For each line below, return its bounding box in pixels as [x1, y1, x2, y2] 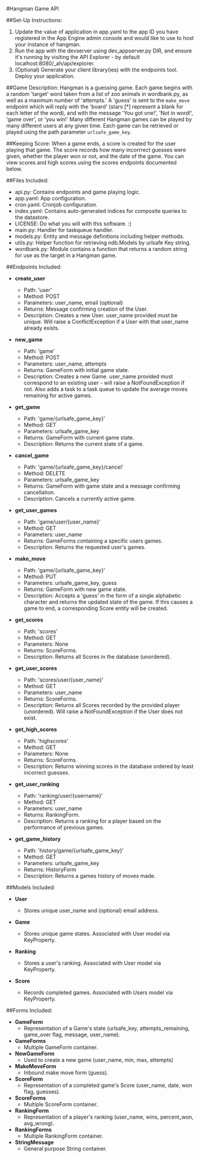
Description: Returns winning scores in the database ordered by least [23, 763, 194, 770]
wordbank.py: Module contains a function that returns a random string [14, 246, 187, 252]
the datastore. [14, 214, 49, 221]
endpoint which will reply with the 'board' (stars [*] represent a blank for [6, 103, 183, 110]
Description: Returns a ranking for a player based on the [23, 818, 162, 825]
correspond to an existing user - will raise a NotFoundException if [23, 379, 185, 386]
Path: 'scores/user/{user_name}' [23, 676, 104, 683]
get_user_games [14, 507, 57, 513]
